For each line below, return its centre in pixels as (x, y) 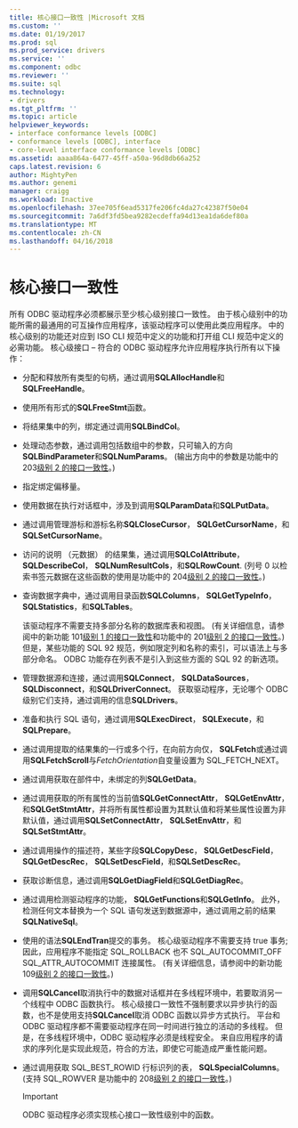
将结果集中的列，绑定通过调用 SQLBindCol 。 (103, 426)
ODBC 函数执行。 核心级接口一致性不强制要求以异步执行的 (162, 1004)
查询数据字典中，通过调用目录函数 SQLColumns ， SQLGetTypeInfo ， (149, 596)
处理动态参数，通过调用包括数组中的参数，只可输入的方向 (127, 445)
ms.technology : (37, 92)
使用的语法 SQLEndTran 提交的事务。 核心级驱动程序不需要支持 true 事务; (155, 941)
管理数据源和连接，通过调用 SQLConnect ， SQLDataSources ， (138, 678)
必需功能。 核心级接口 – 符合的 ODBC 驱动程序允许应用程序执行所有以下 (141, 347)
